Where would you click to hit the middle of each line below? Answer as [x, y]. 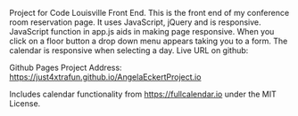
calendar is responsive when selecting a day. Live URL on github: [129, 50]
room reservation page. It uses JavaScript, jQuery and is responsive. [135, 22]
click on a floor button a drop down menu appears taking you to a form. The [149, 41]
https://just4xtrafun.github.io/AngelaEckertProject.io [105, 77]
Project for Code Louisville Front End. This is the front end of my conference [149, 13]
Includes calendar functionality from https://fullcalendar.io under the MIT [143, 94]
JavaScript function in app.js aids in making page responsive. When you [142, 31]
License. [25, 104]
